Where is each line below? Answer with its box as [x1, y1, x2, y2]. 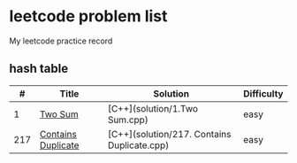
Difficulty [242, 87, 284, 99]
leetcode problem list [9, 6, 168, 27]
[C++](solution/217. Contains [107, 128, 232, 140]
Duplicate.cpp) [107, 139, 170, 151]
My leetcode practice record [9, 35, 113, 46]
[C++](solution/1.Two [107, 102, 199, 114]
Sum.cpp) [107, 113, 148, 126]
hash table [9, 61, 69, 76]
